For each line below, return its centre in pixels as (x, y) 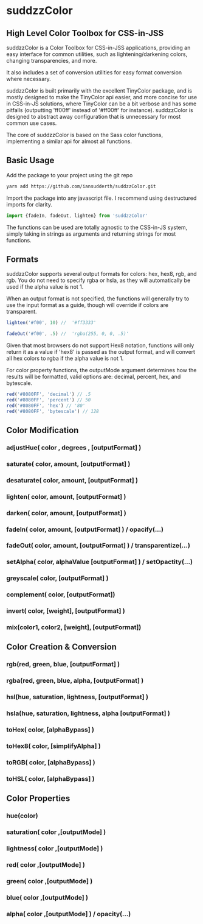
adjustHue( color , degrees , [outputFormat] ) (74, 447)
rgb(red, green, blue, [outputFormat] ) (63, 665)
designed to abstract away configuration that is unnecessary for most (94, 117)
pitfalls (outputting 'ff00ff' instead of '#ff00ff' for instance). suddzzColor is (100, 110)
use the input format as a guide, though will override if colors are (88, 305)
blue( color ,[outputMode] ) (47, 897)
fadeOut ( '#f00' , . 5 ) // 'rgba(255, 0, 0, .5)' (68, 334)
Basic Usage (30, 160)
